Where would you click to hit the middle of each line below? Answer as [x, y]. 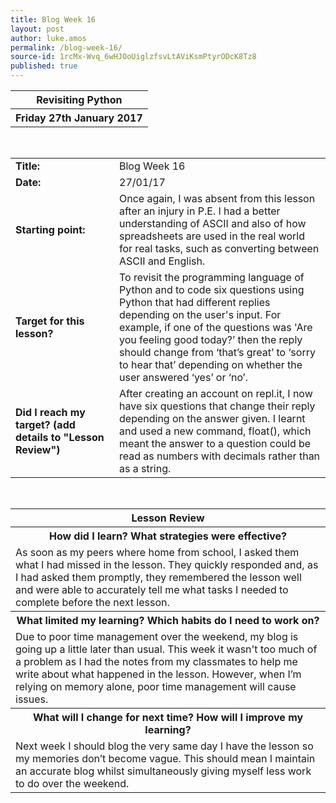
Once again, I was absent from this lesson [217, 198]
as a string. [145, 468]
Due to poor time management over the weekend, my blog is [157, 636]
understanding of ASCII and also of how [213, 223]
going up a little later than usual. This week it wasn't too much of [166, 649]
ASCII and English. [162, 261]
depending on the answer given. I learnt [212, 418]
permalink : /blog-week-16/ [66, 47]
